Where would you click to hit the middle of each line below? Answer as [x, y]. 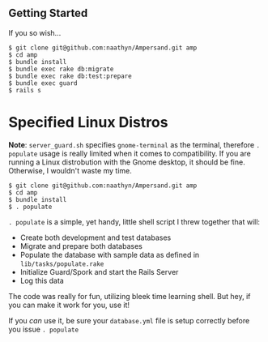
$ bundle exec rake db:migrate [61, 69]
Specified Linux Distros [88, 122]
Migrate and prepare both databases [81, 246]
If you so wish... [35, 32]
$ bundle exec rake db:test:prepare [70, 76]
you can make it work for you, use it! [69, 305]
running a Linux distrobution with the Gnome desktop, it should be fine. [127, 162]
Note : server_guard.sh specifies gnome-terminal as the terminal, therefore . [134, 144]
